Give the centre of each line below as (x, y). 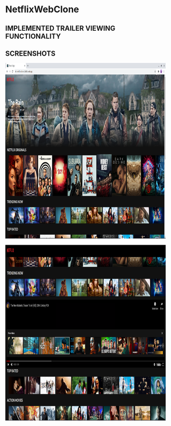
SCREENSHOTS (31, 53)
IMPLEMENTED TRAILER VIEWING (60, 28)
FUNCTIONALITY (33, 36)
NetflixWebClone (42, 9)
